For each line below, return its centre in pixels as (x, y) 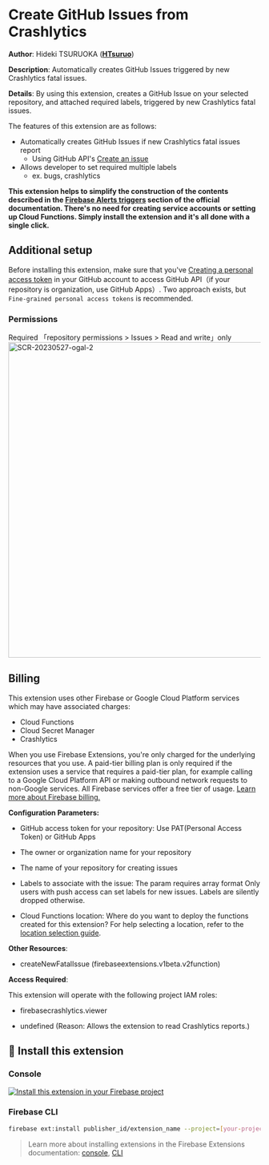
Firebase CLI (33, 1112)
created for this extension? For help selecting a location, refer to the (132, 924)
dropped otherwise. (52, 900)
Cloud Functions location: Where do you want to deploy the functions (134, 916)
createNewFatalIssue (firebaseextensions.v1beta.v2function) (120, 964)
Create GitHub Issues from (98, 15)
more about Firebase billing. (54, 797)
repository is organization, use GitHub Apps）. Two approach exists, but (127, 289)
